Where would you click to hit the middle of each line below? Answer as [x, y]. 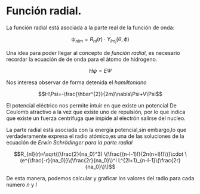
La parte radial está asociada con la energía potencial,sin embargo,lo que [96, 130]
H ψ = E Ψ [100, 71]
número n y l [21, 185]
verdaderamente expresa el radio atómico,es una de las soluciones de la [95, 136]
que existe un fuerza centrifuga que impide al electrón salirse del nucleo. [96, 118]
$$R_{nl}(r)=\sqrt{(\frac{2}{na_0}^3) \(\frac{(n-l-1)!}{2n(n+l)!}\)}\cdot [99, 154]
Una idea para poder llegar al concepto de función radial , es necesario [93, 53]
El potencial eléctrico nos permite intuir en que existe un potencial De [92, 106]
